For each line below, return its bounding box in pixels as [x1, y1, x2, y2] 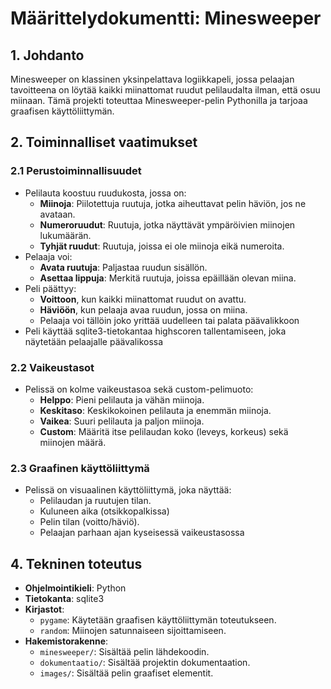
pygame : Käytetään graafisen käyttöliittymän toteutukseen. [39, 614, 277, 626]
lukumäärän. [39, 229, 92, 241]
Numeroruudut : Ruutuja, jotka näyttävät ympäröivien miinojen [39, 218, 296, 231]
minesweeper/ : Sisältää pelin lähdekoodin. [39, 646, 210, 658]
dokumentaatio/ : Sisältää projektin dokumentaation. [39, 657, 251, 669]
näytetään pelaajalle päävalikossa [24, 335, 164, 347]
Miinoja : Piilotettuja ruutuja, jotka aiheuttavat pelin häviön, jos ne [39, 197, 307, 209]
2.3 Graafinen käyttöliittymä [10, 461, 150, 475]
